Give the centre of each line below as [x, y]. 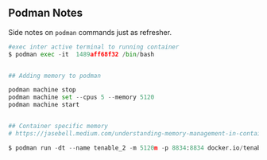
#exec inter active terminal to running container [94, 47]
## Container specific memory [58, 127]
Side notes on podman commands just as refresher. [90, 32]
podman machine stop [43, 90]
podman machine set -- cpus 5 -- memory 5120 [81, 98]
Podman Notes [46, 13]
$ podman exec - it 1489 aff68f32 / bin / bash [81, 54]
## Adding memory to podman [55, 76]
